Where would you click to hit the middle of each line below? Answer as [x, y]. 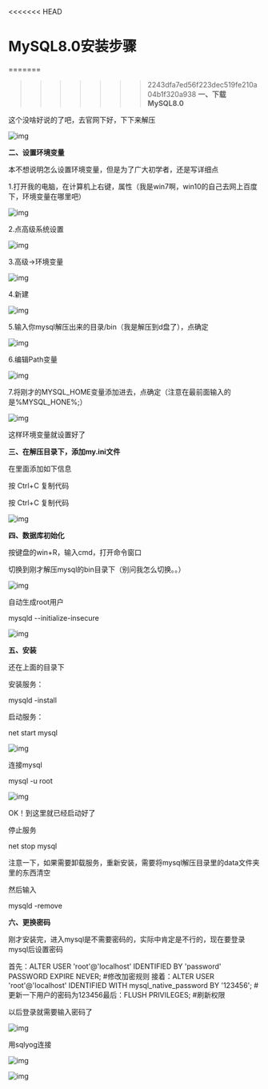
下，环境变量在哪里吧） [47, 196]
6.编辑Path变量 [33, 359]
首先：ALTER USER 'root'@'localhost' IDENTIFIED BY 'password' [115, 966]
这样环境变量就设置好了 [47, 434]
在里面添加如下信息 [40, 468]
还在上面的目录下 [36, 667]
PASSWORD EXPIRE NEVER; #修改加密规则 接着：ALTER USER [111, 976]
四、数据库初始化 [36, 535]
